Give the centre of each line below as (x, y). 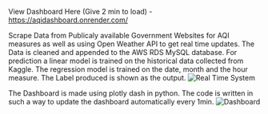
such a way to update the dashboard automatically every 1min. (111, 102)
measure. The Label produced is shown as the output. (97, 78)
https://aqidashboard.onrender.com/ (68, 20)
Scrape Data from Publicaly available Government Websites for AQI (119, 35)
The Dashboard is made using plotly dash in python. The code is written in (131, 93)
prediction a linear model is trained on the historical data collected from (126, 61)
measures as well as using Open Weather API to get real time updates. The (131, 44)
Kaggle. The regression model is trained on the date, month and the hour (128, 69)
